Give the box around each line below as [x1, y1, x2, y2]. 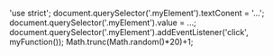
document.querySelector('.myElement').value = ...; [9, 17, 196, 28]
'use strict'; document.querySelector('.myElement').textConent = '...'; [9, 8, 265, 18]
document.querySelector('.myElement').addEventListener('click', [9, 27, 250, 37]
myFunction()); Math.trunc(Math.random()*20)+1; [9, 36, 194, 47]
